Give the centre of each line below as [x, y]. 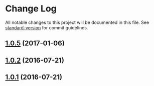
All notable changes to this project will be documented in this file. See [77, 22]
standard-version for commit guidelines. [47, 27]
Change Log [31, 9]
